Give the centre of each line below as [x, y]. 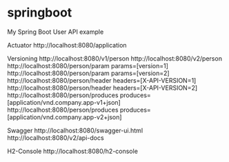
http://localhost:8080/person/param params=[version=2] [89, 73]
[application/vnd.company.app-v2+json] [64, 117]
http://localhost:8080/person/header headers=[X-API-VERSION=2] [102, 88]
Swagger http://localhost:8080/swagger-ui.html [75, 130]
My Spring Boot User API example [56, 32]
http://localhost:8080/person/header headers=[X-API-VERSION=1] [102, 80]
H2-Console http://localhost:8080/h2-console [72, 151]
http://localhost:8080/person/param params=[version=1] [88, 65]
